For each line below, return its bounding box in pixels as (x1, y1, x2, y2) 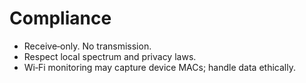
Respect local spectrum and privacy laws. (23, 50, 197, 62)
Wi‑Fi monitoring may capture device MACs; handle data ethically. (23, 61, 296, 73)
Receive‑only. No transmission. (23, 40, 152, 52)
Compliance (9, 7, 112, 30)
